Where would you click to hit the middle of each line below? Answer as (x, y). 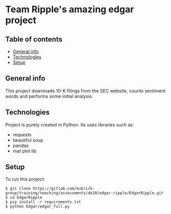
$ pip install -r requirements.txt (43, 202)
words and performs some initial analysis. (49, 96)
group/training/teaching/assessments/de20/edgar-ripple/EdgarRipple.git (84, 193)
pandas (21, 145)
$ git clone (18, 189)
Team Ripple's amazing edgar (70, 9)
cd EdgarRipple (26, 198)
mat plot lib (25, 151)
